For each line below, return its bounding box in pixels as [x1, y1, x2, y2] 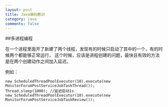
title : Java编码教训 [5, 12, 45, 17]
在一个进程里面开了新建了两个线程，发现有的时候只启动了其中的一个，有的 [5, 46, 158, 52]
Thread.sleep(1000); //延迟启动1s [5, 89, 74, 94]
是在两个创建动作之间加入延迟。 [5, 58, 71, 65]
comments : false [5, 21, 39, 26]
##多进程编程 [5, 35, 33, 41]
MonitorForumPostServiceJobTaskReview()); [5, 98, 95, 103]
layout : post [5, 7, 32, 12]
